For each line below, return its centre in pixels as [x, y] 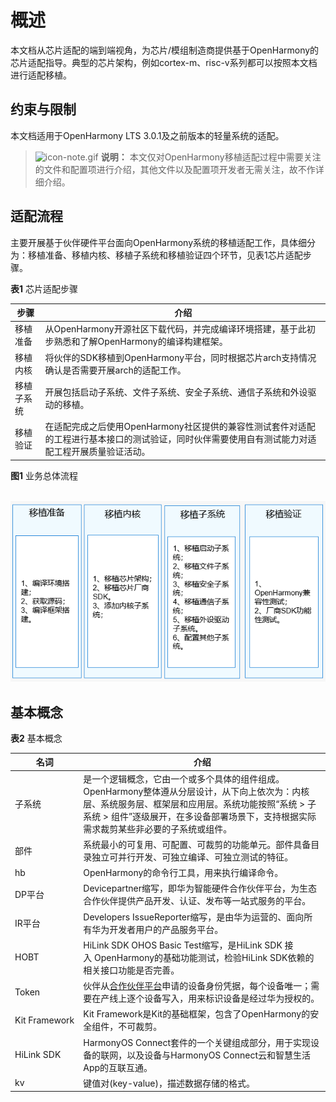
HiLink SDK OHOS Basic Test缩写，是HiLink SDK [183, 945]
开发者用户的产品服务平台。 [166, 929]
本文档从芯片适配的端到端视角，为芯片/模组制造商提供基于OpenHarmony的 [165, 50]
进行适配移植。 [41, 75]
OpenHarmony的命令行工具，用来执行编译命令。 [183, 873]
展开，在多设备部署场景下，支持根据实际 [233, 816]
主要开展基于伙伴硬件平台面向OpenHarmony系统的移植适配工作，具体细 [159, 242]
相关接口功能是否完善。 [131, 970]
